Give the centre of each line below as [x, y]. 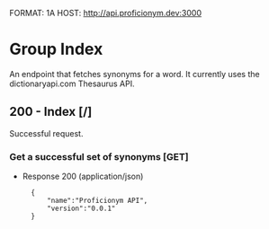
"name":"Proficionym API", [97, 201]
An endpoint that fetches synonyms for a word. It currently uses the [134, 74]
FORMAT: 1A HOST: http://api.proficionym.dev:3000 [106, 13]
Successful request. [46, 133]
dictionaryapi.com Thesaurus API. [72, 84]
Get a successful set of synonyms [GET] [99, 156]
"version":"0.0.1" [81, 209]
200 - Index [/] [51, 112]
